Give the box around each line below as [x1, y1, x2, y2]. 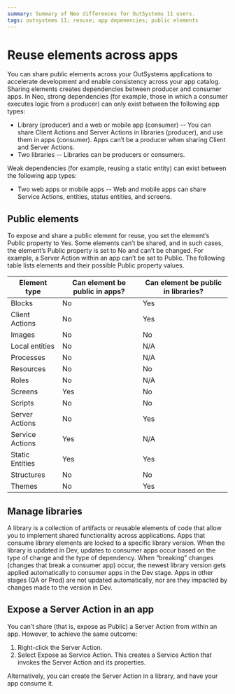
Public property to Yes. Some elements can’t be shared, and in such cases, [7, 239, 224, 247]
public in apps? [73, 286, 125, 296]
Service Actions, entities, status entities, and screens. [17, 193, 173, 201]
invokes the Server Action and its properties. [17, 658, 146, 666]
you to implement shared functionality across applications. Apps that [7, 532, 206, 540]
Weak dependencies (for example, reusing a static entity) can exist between [7, 164, 227, 172]
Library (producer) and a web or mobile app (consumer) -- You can [17, 120, 211, 130]
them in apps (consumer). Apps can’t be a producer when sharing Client [17, 136, 226, 144]
